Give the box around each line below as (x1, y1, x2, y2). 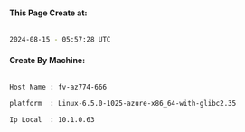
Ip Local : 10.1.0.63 (9, 116, 95, 125)
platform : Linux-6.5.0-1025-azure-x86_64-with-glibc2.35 (9, 99, 237, 108)
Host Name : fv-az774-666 (9, 82, 107, 92)
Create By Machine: (9, 54, 86, 65)
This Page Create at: (9, 7, 88, 18)
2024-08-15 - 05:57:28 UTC (9, 35, 111, 44)
